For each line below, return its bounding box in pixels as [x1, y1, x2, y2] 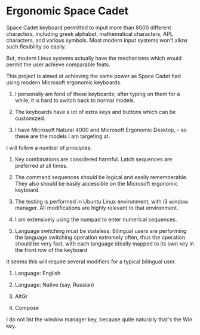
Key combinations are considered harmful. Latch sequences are [14, 155, 173, 162]
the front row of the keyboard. [14, 246, 90, 253]
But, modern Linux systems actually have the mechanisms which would [6, 54, 182, 62]
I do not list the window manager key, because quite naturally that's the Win [6, 315, 193, 323]
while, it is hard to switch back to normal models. [14, 97, 136, 104]
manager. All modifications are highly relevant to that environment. [14, 204, 179, 211]
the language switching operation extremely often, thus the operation [14, 233, 186, 241]
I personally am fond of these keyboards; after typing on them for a [14, 90, 180, 97]
